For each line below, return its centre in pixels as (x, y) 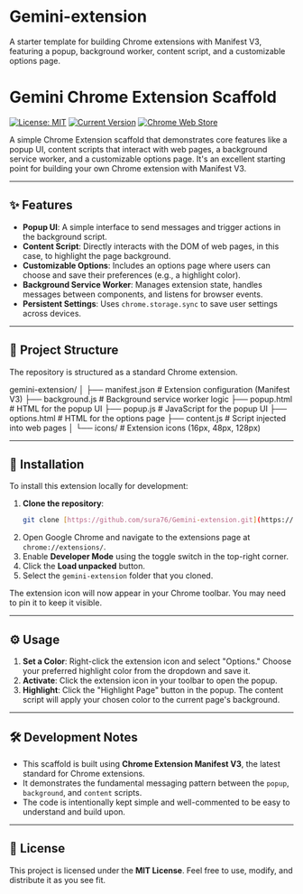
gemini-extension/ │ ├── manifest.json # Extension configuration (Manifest (150, 389)
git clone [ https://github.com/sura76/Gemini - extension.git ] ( (142, 521)
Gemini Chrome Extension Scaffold (143, 97)
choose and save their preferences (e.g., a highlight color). (131, 275)
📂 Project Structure (64, 350)
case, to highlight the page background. (96, 255)
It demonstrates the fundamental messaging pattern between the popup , (156, 783)
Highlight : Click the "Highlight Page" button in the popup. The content (153, 690)
